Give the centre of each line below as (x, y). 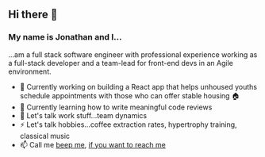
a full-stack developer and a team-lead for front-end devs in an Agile (121, 63)
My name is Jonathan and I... (65, 37)
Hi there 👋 (33, 15)
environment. (30, 71)
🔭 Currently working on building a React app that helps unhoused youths (138, 86)
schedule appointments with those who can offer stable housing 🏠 (130, 95)
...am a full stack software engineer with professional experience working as (133, 54)
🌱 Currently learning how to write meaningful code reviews (116, 107)
